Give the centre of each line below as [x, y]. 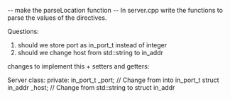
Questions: [23, 31]
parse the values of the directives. [57, 18]
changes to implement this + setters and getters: [78, 66]
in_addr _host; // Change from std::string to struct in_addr [91, 87]
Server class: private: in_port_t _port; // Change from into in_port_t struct [113, 80]
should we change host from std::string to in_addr [90, 53]
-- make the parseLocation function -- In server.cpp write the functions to [115, 10]
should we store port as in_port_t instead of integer [92, 45]
